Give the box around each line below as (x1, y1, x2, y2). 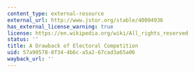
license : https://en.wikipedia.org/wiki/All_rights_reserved (7, 29, 189, 37)
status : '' (7, 36, 39, 43)
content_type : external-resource (7, 10, 104, 17)
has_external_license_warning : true (7, 23, 114, 30)
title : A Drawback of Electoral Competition (7, 42, 139, 49)
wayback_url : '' (7, 56, 54, 63)
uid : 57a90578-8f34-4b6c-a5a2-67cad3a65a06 (7, 49, 136, 56)
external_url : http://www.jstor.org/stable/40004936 (7, 17, 164, 24)
